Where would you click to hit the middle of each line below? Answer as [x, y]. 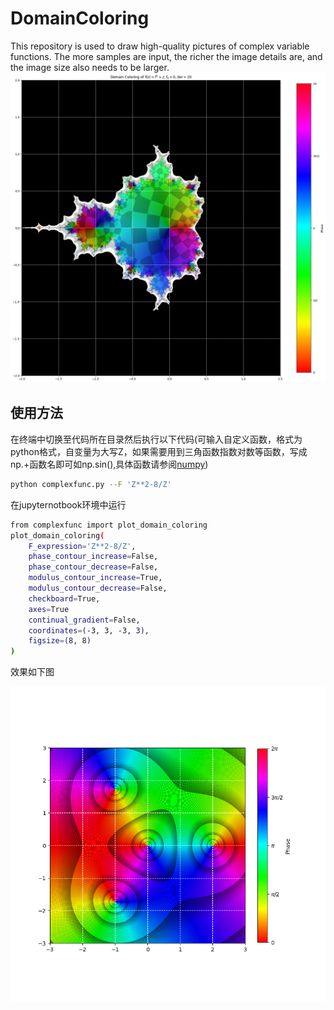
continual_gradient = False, [84, 620]
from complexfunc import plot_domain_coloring [109, 525]
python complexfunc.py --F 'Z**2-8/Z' [91, 484]
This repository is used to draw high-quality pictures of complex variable [160, 46]
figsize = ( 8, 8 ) [60, 641]
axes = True [49, 609]
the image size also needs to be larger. [90, 67]
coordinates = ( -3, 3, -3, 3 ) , [89, 630]
